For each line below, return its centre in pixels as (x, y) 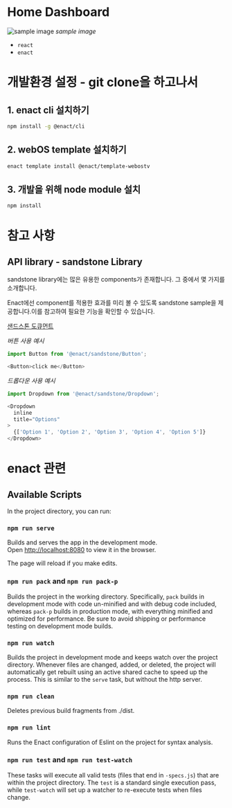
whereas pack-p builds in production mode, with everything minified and (110, 611)
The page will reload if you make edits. (62, 563)
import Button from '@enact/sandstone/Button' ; (77, 354)
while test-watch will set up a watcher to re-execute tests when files (105, 790)
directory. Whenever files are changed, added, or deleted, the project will (111, 664)
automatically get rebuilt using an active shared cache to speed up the (107, 672)
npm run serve (31, 528)
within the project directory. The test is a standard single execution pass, (112, 782)
